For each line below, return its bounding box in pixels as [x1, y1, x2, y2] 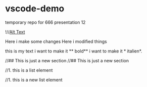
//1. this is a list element [5, 67, 53, 73]
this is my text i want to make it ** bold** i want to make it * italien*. [5, 48, 143, 54]
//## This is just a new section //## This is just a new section [5, 57, 129, 63]
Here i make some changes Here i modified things [5, 38, 107, 44]
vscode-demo [5, 3, 64, 14]
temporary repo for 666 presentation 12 [5, 19, 86, 25]
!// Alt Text [5, 29, 25, 35]
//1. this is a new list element [5, 77, 63, 83]
